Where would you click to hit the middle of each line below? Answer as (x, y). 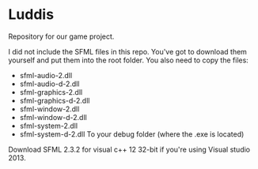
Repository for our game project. (61, 36)
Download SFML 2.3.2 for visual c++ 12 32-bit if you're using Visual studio (129, 149)
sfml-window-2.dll (49, 109)
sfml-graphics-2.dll (51, 92)
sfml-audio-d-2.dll (49, 84)
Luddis (31, 15)
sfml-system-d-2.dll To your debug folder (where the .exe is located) (132, 134)
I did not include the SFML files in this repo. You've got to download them (128, 51)
